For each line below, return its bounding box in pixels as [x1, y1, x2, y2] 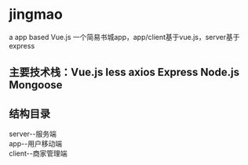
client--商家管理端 [9, 149, 67, 158]
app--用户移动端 [9, 139, 62, 149]
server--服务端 [9, 129, 57, 138]
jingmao [9, 5, 64, 23]
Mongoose [9, 78, 63, 91]
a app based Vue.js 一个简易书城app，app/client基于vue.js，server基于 [9, 32, 240, 41]
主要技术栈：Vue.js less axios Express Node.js [9, 66, 240, 79]
